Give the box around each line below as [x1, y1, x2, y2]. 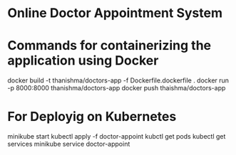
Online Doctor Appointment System [7, 5, 223, 21]
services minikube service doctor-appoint [7, 140, 130, 149]
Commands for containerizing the [7, 38, 212, 54]
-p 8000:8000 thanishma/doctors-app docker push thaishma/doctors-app [7, 84, 226, 92]
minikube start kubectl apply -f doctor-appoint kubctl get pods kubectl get [7, 132, 226, 141]
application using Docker [7, 53, 159, 69]
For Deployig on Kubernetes [7, 109, 177, 125]
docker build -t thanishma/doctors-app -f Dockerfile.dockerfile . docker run [7, 76, 230, 85]
